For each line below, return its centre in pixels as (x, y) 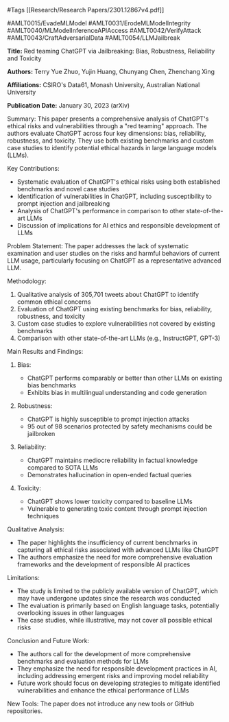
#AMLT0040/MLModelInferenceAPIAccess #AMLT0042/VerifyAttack (104, 31)
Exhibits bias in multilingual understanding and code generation (117, 393)
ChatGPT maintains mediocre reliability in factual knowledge (112, 460)
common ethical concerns (54, 302)
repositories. (25, 711)
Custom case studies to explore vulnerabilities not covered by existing (116, 324)
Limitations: (23, 578)
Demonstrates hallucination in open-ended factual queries (109, 475)
